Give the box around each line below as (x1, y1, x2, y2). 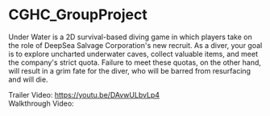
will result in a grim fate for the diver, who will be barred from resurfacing (8, 66, 251, 75)
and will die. (8, 74, 48, 84)
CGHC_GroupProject (8, 6, 147, 24)
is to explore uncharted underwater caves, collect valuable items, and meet (8, 49, 259, 58)
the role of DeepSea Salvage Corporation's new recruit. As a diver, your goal (8, 40, 263, 50)
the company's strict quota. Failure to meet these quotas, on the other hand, (8, 58, 262, 67)
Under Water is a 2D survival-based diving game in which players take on (8, 32, 252, 42)
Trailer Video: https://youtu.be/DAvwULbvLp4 (8, 90, 160, 99)
